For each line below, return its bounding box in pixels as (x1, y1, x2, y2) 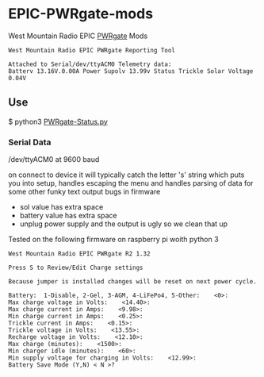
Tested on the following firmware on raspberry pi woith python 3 (8, 235, 220, 244)
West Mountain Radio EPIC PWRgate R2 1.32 (8, 250, 151, 258)
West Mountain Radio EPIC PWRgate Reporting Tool (8, 46, 176, 54)
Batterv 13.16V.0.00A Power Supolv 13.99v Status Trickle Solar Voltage (8, 67, 254, 75)
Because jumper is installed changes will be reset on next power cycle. (8, 278, 258, 286)
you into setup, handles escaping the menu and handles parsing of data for (8, 179, 254, 188)
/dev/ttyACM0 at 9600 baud (8, 155, 100, 164)
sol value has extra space (19, 202, 104, 212)
